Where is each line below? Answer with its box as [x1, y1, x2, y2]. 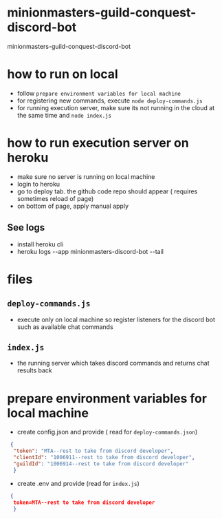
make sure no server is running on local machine [16, 172, 155, 180]
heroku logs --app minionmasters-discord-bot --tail [16, 247, 164, 255]
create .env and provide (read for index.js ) [16, 479, 140, 487]
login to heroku [16, 180, 60, 188]
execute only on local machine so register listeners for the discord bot [16, 315, 215, 324]
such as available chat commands [16, 322, 113, 331]
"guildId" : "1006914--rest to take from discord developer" [13, 460, 189, 467]
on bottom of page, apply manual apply [16, 202, 129, 210]
